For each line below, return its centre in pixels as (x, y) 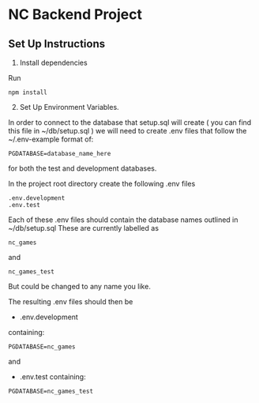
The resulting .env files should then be (71, 301)
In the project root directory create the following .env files (102, 184)
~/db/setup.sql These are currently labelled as (84, 228)
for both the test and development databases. (83, 168)
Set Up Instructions (57, 44)
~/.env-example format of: (51, 139)
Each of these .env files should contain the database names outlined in (123, 220)
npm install (28, 92)
